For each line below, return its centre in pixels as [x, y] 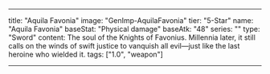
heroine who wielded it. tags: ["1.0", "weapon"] [86, 54]
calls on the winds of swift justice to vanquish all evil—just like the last [124, 46]
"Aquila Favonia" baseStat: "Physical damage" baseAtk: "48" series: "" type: [134, 29]
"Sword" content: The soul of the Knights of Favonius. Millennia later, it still [132, 37]
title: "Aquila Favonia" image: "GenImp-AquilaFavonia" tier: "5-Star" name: [131, 20]
